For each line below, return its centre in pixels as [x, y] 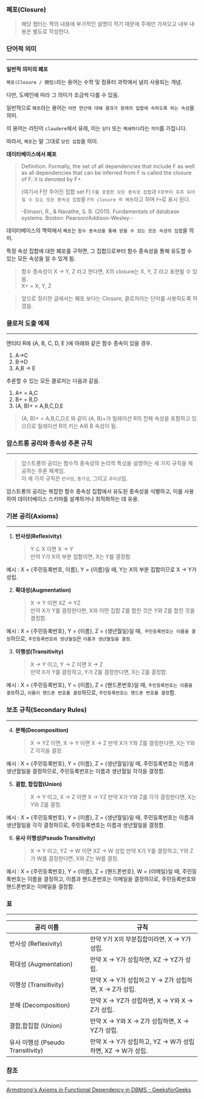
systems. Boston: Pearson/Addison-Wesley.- [77, 217]
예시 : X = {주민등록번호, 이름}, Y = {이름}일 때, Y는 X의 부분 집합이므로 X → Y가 [102, 570]
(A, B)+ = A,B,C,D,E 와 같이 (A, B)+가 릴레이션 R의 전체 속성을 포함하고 [106, 418]
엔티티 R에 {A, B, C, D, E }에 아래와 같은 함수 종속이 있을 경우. [79, 343]
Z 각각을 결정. [46, 750]
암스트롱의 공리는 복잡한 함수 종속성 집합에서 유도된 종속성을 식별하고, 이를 [95, 491]
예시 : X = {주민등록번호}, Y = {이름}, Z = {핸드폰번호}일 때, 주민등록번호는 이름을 [100, 685]
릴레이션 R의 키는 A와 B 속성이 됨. [77, 426]
